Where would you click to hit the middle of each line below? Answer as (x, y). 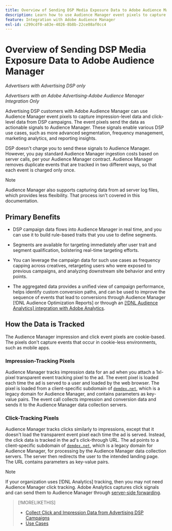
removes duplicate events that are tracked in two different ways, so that (81, 165)
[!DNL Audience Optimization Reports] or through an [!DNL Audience (85, 303)
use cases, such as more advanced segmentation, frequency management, (85, 133)
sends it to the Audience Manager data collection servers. (66, 405)
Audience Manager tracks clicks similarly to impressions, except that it (80, 429)
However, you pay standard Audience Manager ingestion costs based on (82, 154)
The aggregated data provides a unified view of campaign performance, (89, 286)
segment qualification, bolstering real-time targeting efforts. (76, 250)
